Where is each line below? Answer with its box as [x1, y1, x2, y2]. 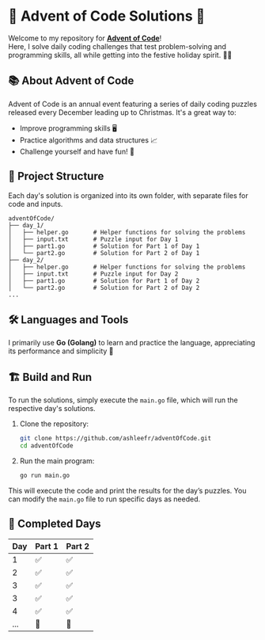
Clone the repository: [19, 419, 89, 429]
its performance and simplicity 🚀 [8, 346, 114, 356]
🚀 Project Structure [8, 170, 104, 183]
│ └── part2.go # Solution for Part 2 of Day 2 [8, 284, 200, 291]
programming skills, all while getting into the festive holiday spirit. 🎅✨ [8, 50, 233, 59]
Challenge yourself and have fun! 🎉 [19, 147, 134, 156]
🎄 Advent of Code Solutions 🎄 [8, 7, 206, 25]
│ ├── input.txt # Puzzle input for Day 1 [8, 235, 179, 243]
